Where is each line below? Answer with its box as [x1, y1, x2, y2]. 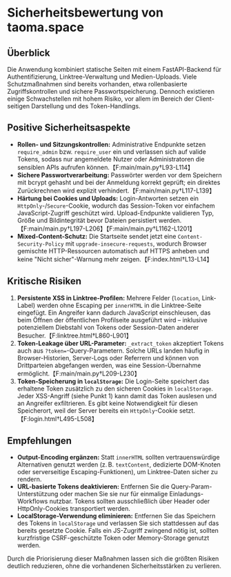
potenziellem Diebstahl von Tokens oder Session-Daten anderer [17, 323, 199, 331]
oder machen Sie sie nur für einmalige [59, 490, 168, 498]
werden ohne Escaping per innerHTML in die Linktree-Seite [37, 301, 202, 309]
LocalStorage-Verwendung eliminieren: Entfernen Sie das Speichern [17, 512, 216, 520]
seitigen [7, 102, 30, 110]
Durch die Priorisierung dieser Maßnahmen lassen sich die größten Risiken [7, 554, 219, 563]
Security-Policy [17, 240, 64, 248]
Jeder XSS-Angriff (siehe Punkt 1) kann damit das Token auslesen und [17, 391, 217, 400]
